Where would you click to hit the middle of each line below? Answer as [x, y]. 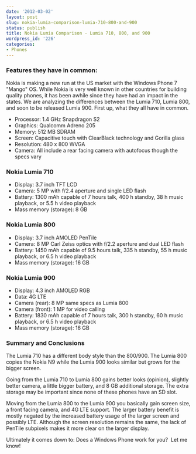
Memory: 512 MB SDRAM [45, 132]
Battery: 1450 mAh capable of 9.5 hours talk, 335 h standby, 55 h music [101, 250]
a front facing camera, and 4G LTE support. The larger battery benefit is [93, 410]
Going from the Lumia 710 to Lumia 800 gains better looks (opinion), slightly [97, 380]
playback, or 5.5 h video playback [55, 204]
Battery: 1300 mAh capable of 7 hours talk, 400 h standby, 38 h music [99, 197]
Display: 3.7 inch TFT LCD [46, 185]
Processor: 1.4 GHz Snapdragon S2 [57, 119]
